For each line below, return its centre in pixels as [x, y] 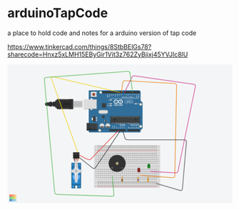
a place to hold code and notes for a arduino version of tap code [102, 33]
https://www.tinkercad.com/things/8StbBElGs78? [80, 46]
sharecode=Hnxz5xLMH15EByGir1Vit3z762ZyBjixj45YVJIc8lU [98, 54]
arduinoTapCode [58, 13]
